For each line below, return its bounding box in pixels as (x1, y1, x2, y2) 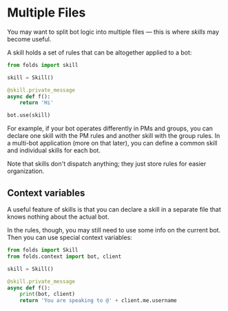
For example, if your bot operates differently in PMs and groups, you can (7, 124, 214, 132)
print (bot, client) (19, 291, 76, 298)
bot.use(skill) (7, 112, 51, 119)
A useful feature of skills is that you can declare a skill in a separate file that (7, 205, 222, 213)
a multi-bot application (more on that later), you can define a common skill (7, 139, 218, 148)
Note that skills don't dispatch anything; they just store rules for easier (7, 160, 207, 168)
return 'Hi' (19, 99, 54, 106)
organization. (7, 167, 45, 175)
